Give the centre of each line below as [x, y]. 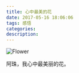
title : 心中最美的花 [29, 12]
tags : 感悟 [19, 23]
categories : [21, 29]
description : [22, 34]
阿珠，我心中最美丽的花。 [38, 64]
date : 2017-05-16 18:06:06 [40, 17]
